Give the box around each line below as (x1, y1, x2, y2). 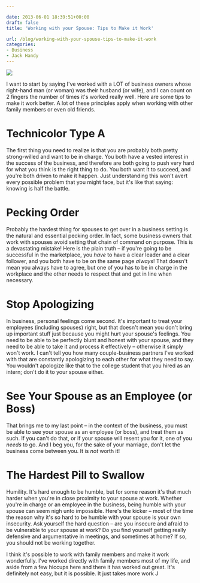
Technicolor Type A (6, 127, 106, 141)
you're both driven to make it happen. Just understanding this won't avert (6, 172, 187, 179)
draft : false (6, 19, 39, 26)
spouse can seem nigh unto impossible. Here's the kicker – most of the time (6, 507, 193, 514)
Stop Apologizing (6, 297, 95, 311)
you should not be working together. (6, 539, 96, 546)
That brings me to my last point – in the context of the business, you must (6, 422, 187, 429)
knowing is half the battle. (6, 185, 70, 192)
